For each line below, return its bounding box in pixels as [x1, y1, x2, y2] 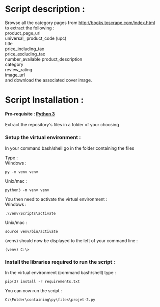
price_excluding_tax [5, 51, 46, 57]
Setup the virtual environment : [5, 134, 81, 141]
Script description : [5, 3, 85, 15]
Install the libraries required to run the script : [5, 258, 115, 265]
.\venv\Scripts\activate [5, 211, 56, 216]
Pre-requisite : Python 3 [5, 111, 55, 116]
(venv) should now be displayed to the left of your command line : [5, 237, 138, 244]
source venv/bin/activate [5, 229, 58, 234]
